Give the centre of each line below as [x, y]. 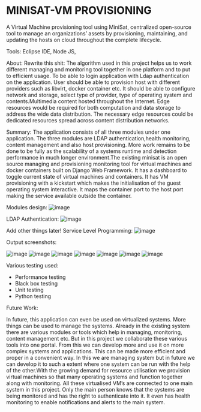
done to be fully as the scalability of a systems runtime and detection [91, 151]
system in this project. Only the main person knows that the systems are [95, 389]
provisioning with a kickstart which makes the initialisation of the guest [94, 183]
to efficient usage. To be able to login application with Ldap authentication [98, 76]
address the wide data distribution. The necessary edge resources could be [100, 114]
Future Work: [22, 308]
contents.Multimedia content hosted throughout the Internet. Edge [88, 101]
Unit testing [29, 290]
